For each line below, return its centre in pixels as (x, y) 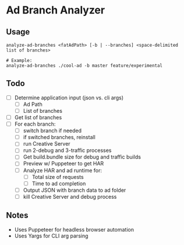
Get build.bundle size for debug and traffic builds (82, 157)
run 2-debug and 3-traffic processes (67, 150)
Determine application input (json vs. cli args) (69, 98)
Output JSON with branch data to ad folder (75, 190)
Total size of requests (58, 177)
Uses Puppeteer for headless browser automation (74, 229)
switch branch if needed (52, 131)
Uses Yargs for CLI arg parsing (51, 236)
